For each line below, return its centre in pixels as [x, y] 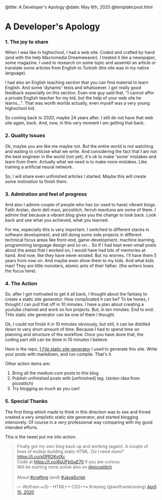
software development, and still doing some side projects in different [73, 235]
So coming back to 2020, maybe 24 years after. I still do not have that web [79, 118]
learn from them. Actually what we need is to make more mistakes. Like [76, 161]
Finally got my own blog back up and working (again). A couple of [82, 446]
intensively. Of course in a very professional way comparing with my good [79, 422]
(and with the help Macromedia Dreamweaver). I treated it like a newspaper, [81, 57]
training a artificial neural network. [39, 167]
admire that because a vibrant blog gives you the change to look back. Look [81, 215]
